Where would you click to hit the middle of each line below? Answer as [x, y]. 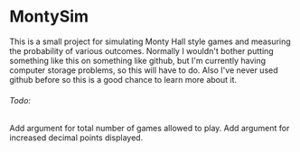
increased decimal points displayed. [76, 138]
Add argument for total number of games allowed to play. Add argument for [150, 129]
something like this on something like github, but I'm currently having [138, 60]
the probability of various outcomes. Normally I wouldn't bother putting [141, 50]
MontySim [49, 17]
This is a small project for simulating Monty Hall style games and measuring [150, 41]
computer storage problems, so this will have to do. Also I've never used [144, 70]
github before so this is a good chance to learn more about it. [123, 79]
